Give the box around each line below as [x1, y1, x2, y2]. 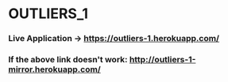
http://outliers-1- [129, 54, 196, 65]
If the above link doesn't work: [8, 54, 128, 65]
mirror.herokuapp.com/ [8, 64, 101, 75]
